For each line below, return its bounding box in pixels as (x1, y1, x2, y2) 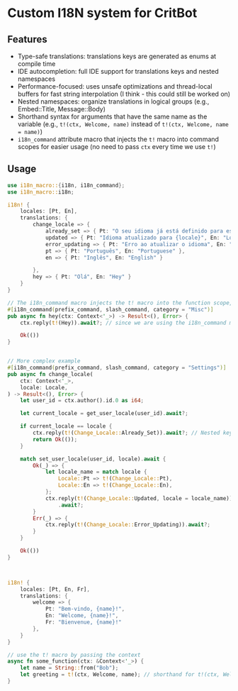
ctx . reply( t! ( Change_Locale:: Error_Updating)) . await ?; (45, 521, 211, 529)
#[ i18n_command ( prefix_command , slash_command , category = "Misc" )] (7, 306, 214, 313)
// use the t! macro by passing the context (7, 651, 141, 658)
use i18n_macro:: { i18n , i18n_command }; (7, 182, 125, 189)
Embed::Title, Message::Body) (17, 105, 106, 113)
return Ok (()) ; (33, 436, 78, 443)
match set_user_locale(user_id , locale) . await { (20, 455, 166, 463)
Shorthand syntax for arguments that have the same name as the (17, 112, 208, 121)
